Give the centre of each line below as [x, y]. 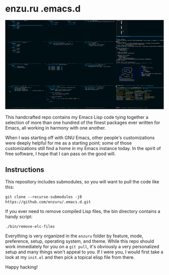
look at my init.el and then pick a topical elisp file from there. [70, 257]
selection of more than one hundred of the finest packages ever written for [83, 123]
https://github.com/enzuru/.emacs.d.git [48, 202]
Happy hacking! [22, 267]
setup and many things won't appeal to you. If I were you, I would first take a [84, 252]
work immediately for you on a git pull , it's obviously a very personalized [82, 247]
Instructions [25, 169]
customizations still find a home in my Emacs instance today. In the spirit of [83, 149]
